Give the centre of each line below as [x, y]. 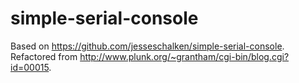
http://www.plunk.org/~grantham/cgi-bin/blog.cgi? [184, 56]
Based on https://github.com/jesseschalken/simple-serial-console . [147, 46]
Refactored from [44, 56]
